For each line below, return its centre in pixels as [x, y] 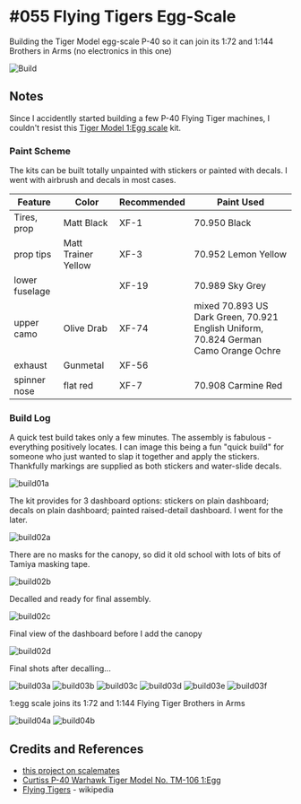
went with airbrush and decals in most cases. [93, 180]
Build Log [30, 417]
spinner [30, 380]
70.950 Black [223, 223]
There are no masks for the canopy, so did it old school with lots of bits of [145, 555]
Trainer [78, 255]
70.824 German [228, 340]
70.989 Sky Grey [230, 286]
